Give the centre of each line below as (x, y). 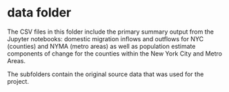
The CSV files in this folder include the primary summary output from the (110, 32)
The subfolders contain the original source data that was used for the (106, 74)
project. (18, 81)
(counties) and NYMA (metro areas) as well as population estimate (101, 46)
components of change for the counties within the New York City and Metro (115, 54)
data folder (39, 13)
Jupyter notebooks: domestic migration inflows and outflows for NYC (106, 38)
